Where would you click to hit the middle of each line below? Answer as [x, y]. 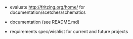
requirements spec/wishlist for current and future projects [69, 31]
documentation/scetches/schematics [48, 12]
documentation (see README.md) [44, 22]
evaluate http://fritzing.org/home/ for [47, 7]
